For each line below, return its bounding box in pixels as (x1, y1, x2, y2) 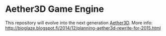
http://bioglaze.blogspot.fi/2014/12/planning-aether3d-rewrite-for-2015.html (5, 25, 161, 31)
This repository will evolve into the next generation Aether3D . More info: (5, 20, 153, 26)
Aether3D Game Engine (5, 3, 104, 15)
